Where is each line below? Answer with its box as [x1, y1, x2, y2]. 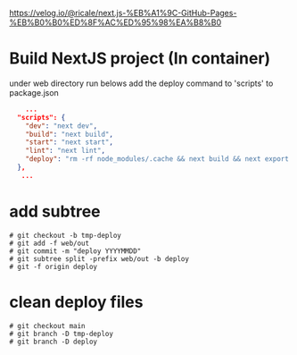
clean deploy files [9, 292, 144, 312]
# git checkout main [9, 321, 87, 330]
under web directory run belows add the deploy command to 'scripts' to [9, 78, 274, 89]
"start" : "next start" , [25, 138, 114, 147]
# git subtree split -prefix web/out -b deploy [9, 254, 190, 263]
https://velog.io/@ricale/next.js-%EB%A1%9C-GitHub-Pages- [9, 8, 237, 18]
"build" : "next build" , [25, 130, 114, 139]
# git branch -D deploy [9, 337, 98, 346]
